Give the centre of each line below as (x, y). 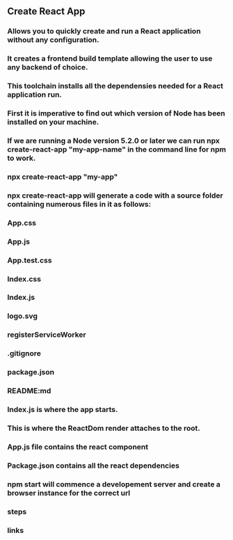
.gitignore (24, 354)
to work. (22, 158)
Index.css (24, 279)
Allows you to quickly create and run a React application (104, 31)
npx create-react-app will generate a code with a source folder (115, 196)
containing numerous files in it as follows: (79, 204)
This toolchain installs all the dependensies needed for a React (115, 86)
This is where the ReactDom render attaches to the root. (104, 428)
